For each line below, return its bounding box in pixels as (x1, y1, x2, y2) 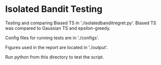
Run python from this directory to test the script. (5, 54, 104, 60)
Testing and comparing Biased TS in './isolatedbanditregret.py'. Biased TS (5, 20, 157, 26)
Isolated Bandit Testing (5, 3, 103, 15)
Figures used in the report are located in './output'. (5, 44, 108, 50)
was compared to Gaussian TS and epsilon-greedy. (5, 25, 111, 31)
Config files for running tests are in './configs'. (5, 35, 99, 41)
